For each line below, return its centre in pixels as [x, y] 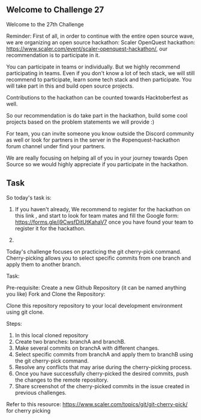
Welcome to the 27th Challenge [45, 24]
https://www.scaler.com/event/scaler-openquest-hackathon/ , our [87, 49]
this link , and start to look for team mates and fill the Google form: [97, 215]
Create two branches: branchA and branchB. [70, 341]
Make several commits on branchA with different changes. [87, 348]
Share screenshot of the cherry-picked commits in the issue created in [102, 386]
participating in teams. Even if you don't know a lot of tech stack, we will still [100, 73]
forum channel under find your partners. [56, 146]
